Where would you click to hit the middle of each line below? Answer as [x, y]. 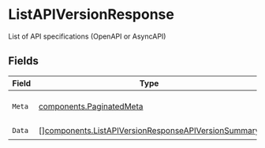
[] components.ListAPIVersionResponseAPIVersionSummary [149, 131]
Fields [24, 61]
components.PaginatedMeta [91, 106]
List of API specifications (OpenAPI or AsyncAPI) [87, 36]
